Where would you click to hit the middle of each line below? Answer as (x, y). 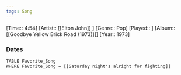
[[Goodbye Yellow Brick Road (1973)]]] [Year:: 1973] (68, 34)
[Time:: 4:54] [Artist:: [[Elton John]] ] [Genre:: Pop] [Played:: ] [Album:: (90, 28)
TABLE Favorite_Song (31, 61)
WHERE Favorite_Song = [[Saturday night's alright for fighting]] (88, 66)
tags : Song (19, 11)
